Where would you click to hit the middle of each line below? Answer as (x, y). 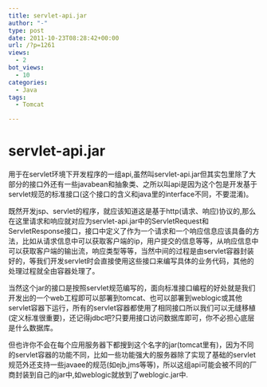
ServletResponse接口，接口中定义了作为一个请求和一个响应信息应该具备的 (130, 231)
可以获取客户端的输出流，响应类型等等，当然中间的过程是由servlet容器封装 (132, 251)
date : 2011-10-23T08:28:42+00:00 (64, 38)
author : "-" (28, 23)
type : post (26, 30)
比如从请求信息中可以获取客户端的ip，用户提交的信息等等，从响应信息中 (140, 241)
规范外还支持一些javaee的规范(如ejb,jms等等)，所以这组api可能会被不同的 (129, 365)
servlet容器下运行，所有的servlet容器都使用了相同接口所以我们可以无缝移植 (132, 308)
